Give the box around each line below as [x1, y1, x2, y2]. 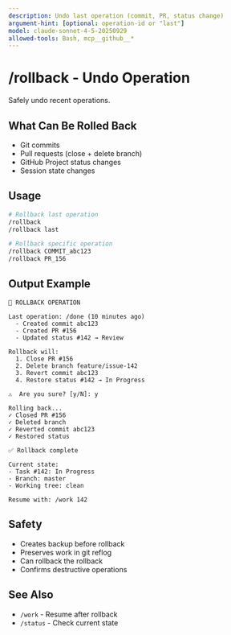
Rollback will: [8, 348, 59, 356]
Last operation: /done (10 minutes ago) [8, 312, 146, 320]
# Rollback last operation [8, 210, 99, 218]
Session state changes [19, 166, 95, 175]
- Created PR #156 [15, 327, 78, 335]
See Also [8, 588, 54, 602]
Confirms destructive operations [19, 564, 128, 574]
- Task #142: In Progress [8, 468, 95, 476]
